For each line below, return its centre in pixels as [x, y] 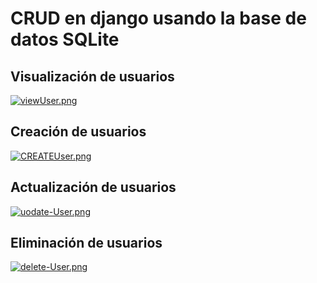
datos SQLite [65, 39]
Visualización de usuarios [92, 76]
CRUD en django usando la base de [158, 18]
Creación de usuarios [78, 132]
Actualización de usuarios [93, 187]
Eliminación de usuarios [86, 243]
